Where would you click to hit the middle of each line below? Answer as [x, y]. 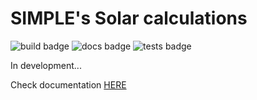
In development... [46, 65]
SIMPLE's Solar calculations [129, 18]
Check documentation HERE [68, 84]
